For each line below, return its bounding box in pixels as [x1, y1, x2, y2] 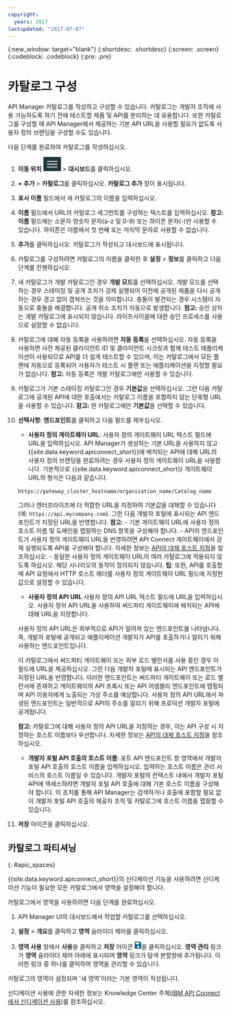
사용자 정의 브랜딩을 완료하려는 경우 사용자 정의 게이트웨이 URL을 [27, 456, 203, 464]
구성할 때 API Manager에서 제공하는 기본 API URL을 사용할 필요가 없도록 [20, 120, 215, 128]
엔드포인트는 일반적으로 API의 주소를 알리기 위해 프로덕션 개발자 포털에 [30, 699, 220, 707]
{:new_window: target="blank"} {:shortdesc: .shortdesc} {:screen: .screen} [8, 45, 219, 54]
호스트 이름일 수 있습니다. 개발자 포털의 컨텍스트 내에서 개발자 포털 [46, 771, 224, 779]
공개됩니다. [17, 707, 48, 716]
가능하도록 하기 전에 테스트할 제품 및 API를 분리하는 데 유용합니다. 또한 [14, 111, 204, 119]
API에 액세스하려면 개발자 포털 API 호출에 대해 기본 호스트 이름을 [27, 779, 201, 788]
